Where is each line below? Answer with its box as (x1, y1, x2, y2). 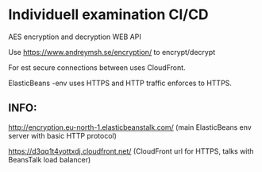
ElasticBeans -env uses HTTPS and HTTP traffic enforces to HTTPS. (8, 78, 233, 88)
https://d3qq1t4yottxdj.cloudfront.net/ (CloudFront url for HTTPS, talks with (8, 146, 254, 156)
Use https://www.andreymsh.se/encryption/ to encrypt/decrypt (8, 47, 216, 57)
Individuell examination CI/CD (8, 6, 209, 24)
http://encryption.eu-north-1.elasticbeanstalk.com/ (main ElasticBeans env (8, 122, 252, 132)
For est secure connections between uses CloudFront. (8, 62, 186, 72)
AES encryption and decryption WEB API (8, 32, 141, 41)
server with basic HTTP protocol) (8, 131, 118, 140)
